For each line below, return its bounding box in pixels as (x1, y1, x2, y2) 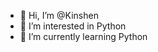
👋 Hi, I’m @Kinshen (19, 10, 99, 21)
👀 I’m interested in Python (19, 20, 127, 32)
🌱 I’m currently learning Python (19, 31, 148, 42)
